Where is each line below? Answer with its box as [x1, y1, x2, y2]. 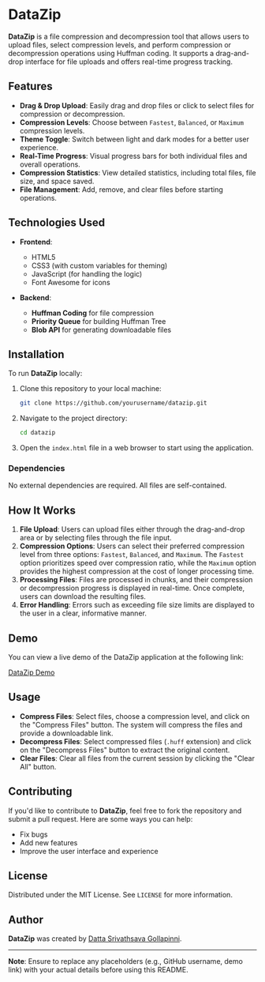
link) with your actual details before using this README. [8, 965, 188, 975]
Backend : [19, 292, 52, 302]
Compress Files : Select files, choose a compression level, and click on [19, 711, 250, 721]
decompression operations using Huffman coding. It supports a [8, 48, 215, 58]
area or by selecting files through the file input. [19, 533, 172, 543]
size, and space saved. [19, 176, 95, 186]
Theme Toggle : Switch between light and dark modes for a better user [19, 134, 250, 144]
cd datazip [19, 429, 56, 437]
